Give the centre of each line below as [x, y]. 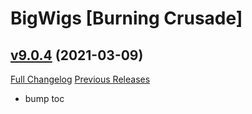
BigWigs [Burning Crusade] [126, 18]
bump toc [44, 98]
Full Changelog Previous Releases [80, 79]
